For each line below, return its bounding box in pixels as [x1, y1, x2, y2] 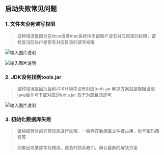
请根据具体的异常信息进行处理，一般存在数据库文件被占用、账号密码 [17, 128, 155, 134]
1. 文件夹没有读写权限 [5, 21, 55, 28]
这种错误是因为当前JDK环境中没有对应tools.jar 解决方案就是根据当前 [17, 85, 155, 91]
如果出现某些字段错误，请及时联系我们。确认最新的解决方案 [17, 145, 138, 151]
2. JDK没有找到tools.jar [5, 74, 62, 80]
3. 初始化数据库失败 [5, 116, 52, 122]
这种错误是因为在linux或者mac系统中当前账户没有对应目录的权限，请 [17, 33, 156, 39]
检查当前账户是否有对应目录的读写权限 [17, 39, 95, 45]
